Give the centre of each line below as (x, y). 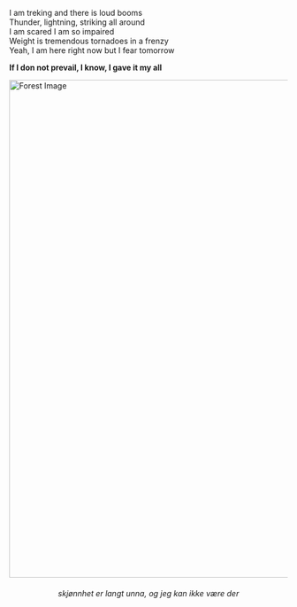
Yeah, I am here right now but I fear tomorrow (92, 50)
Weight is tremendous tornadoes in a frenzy (89, 41)
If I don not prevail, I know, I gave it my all (85, 67)
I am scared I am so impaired (62, 31)
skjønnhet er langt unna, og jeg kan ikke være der (148, 593)
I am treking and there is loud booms (76, 13)
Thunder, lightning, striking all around (77, 22)
